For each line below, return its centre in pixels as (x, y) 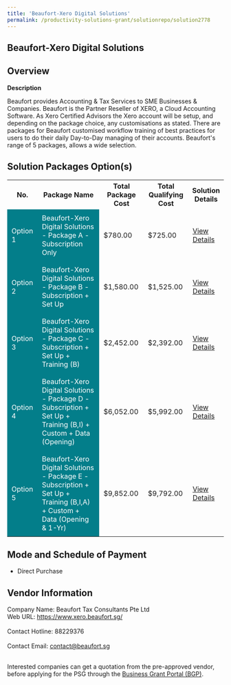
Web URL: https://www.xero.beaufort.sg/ (65, 617)
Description (24, 87)
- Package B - (65, 286)
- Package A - (65, 235)
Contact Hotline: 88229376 (46, 631)
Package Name (68, 195)
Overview (29, 71)
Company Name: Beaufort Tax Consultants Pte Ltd (78, 609)
